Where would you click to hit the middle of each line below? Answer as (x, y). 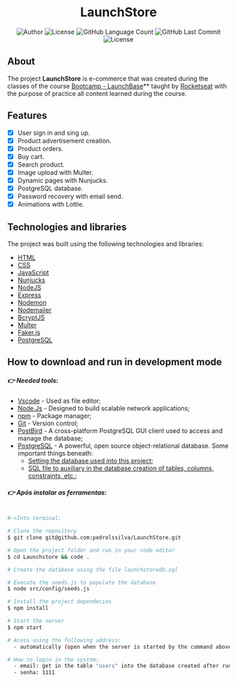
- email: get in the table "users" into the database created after (116, 666)
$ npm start (25, 627)
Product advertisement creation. (64, 140)
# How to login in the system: (53, 659)
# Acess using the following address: (64, 640)
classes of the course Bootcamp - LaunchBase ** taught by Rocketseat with (117, 86)
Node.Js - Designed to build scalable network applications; (104, 408)
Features (27, 116)
